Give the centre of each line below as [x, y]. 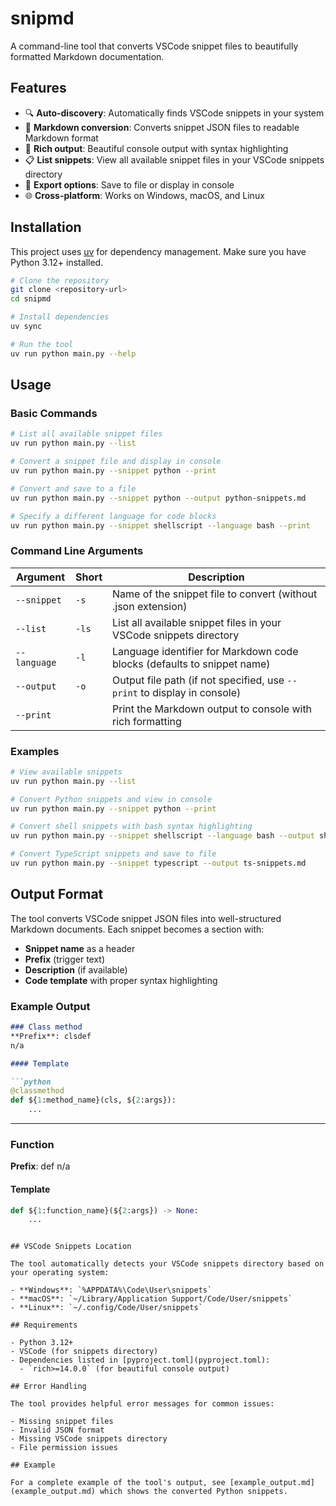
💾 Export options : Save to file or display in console [129, 184]
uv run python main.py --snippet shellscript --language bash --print [160, 525]
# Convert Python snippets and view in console [111, 799]
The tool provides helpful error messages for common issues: [142, 1404]
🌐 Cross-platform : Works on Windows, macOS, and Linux [144, 195]
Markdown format [61, 138]
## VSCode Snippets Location [71, 1247]
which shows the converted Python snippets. [193, 1492]
